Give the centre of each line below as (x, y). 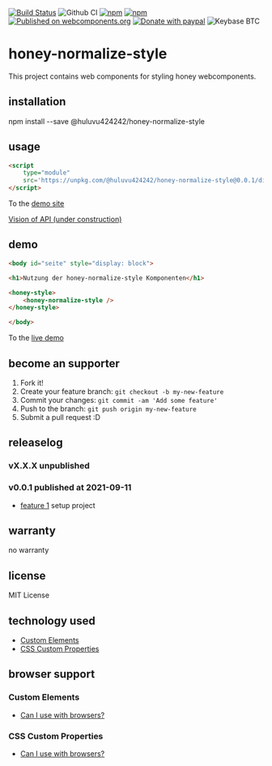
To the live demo (36, 338)
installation (37, 102)
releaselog (36, 443)
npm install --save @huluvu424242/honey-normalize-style (106, 121)
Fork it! (32, 383)
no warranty (29, 550)
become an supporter (64, 364)
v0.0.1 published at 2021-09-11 (70, 488)
